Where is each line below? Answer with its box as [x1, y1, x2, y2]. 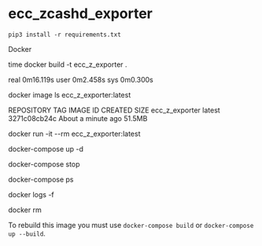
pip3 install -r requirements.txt [8, 31, 122, 39]
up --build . [8, 229, 46, 238]
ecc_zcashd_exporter [8, 5, 153, 23]
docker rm [8, 205, 42, 215]
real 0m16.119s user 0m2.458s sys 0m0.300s [8, 75, 153, 84]
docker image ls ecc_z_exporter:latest [8, 90, 131, 99]
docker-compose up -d [8, 144, 84, 153]
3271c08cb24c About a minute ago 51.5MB [8, 113, 148, 123]
